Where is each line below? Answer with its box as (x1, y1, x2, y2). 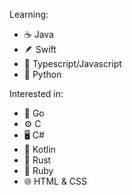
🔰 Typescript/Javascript (23, 58, 122, 69)
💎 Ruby (23, 165, 54, 176)
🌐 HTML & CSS (23, 175, 88, 187)
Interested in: (9, 88, 64, 99)
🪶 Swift (23, 44, 57, 55)
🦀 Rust (23, 154, 52, 166)
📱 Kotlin (23, 144, 56, 155)
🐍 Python (23, 69, 62, 80)
